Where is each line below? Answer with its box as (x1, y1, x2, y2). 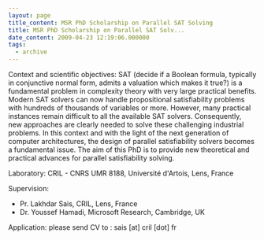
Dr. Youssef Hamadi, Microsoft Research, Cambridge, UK (19, 208, 205, 216)
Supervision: (8, 184, 50, 193)
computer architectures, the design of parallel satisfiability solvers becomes (8, 137, 255, 146)
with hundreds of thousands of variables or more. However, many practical (8, 103, 251, 113)
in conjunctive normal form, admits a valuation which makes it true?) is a (8, 78, 243, 87)
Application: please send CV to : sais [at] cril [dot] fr (8, 223, 177, 232)
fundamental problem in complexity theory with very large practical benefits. (8, 87, 257, 95)
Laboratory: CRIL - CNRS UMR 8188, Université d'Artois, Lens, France (8, 168, 234, 178)
